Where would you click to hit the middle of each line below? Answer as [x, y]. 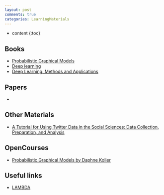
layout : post [18, 10]
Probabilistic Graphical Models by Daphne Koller [61, 160]
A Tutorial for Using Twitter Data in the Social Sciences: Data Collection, [85, 127]
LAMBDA [21, 188]
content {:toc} [26, 33]
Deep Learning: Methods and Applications [55, 72]
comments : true [20, 14]
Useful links [24, 176]
